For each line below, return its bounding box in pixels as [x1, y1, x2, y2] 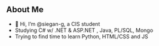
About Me [6, 5, 44, 15]
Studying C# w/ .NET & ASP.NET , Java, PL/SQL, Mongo [14, 27, 154, 34]
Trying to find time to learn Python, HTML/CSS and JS [14, 32, 148, 40]
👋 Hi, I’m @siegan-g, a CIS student [14, 20, 100, 27]
